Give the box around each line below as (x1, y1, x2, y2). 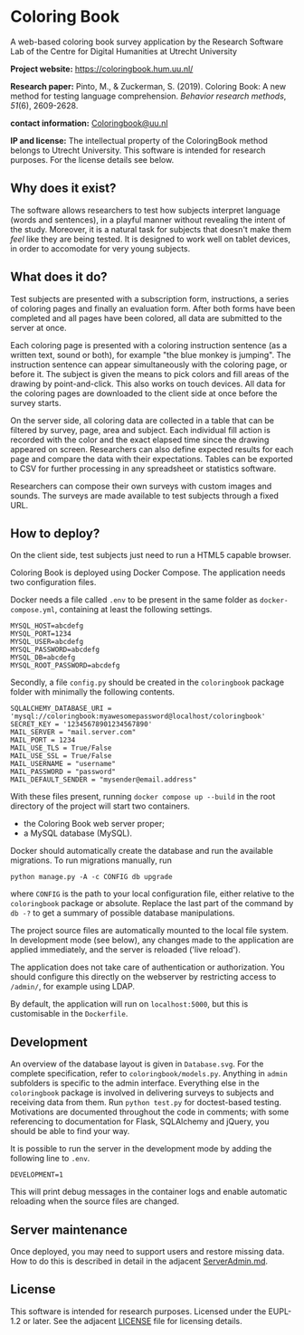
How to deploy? (10, 525, 100, 541)
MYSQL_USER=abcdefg (10, 638, 84, 647)
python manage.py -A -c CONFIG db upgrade (10, 873, 173, 882)
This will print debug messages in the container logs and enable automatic (10, 1187, 288, 1198)
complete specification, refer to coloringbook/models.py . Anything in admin (10, 1068, 288, 1079)
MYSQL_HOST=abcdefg (10, 621, 84, 630)
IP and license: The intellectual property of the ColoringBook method (10, 135, 268, 146)
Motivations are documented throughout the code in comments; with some (10, 1106, 290, 1118)
